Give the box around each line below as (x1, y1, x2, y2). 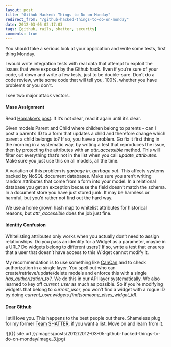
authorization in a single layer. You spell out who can (5, 265, 116, 271)
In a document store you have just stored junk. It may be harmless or (5, 190, 150, 196)
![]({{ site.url (5, 330, 31, 336)
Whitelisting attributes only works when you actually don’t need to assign (5, 233, 159, 239)
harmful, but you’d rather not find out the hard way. (5, 195, 113, 201)
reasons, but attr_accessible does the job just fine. (5, 210, 112, 216)
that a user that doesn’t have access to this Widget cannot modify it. (5, 249, 149, 256)
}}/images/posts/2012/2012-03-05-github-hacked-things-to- (32, 330, 161, 336)
